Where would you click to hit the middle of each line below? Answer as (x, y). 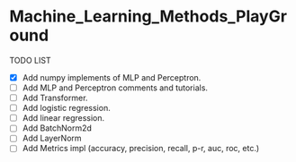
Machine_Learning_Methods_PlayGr (148, 17)
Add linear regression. (63, 118)
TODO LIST (30, 60)
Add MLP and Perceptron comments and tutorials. (115, 88)
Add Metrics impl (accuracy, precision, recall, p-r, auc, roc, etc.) (141, 149)
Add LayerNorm (52, 138)
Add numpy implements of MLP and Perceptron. (112, 77)
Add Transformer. (55, 98)
